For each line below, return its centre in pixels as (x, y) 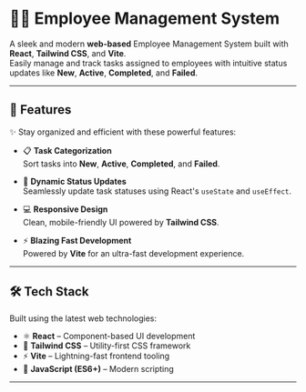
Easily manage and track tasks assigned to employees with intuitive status (148, 63)
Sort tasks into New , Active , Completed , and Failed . (121, 164)
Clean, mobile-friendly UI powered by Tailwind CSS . (121, 222)
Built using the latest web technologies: (83, 318)
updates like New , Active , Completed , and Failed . (104, 73)
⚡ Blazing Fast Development (77, 240)
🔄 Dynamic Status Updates (75, 181)
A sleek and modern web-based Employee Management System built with (149, 44)
